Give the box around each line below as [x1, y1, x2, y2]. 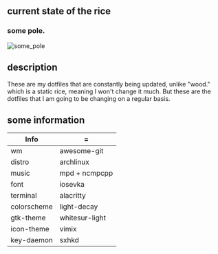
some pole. [7, 26, 45, 36]
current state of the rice [7, 5, 111, 17]
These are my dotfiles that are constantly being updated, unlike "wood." [7, 80, 211, 88]
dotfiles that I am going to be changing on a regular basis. [7, 94, 171, 102]
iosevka [59, 180, 85, 189]
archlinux [59, 157, 89, 167]
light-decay [59, 202, 98, 211]
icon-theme [10, 224, 50, 234]
